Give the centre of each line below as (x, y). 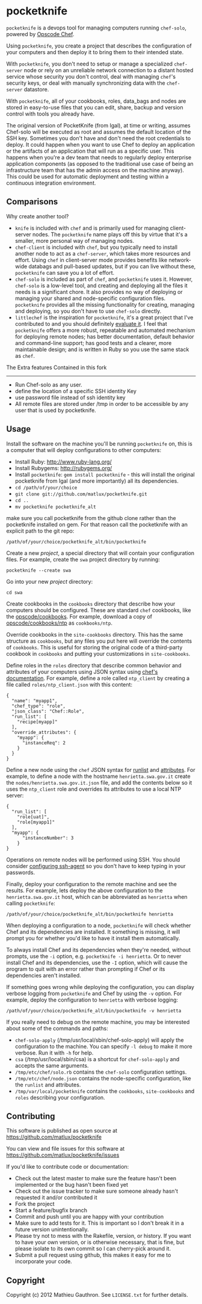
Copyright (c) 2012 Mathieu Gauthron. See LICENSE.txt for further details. (97, 1295)
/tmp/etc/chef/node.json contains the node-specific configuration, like (103, 1078)
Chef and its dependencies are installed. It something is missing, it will (93, 932)
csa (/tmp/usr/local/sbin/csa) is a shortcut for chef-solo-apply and (97, 1059)
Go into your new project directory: (50, 581)
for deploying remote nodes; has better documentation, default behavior (104, 336)
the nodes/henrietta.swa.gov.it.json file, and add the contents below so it (99, 782)
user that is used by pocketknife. (55, 410)
